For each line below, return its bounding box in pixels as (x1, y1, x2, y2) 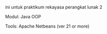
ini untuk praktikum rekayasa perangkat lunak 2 (5, 4, 103, 10)
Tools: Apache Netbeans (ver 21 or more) (5, 23, 90, 29)
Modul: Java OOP (5, 14, 41, 19)
